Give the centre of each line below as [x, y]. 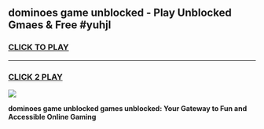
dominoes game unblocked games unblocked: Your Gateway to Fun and [128, 108]
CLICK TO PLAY [38, 48]
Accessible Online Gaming [52, 116]
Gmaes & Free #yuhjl [60, 25]
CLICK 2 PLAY [35, 77]
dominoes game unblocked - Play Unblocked [120, 13]
